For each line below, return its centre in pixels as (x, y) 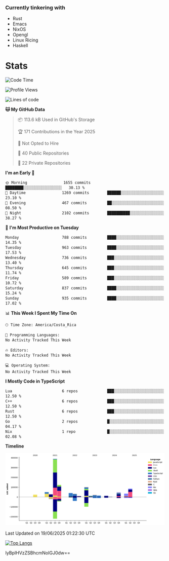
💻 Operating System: (28, 366)
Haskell (20, 46)
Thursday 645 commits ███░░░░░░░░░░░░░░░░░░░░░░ (85, 268)
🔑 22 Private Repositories (44, 163)
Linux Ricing (25, 40)
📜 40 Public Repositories (43, 153)
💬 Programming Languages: (32, 335)
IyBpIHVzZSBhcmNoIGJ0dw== (38, 553)
